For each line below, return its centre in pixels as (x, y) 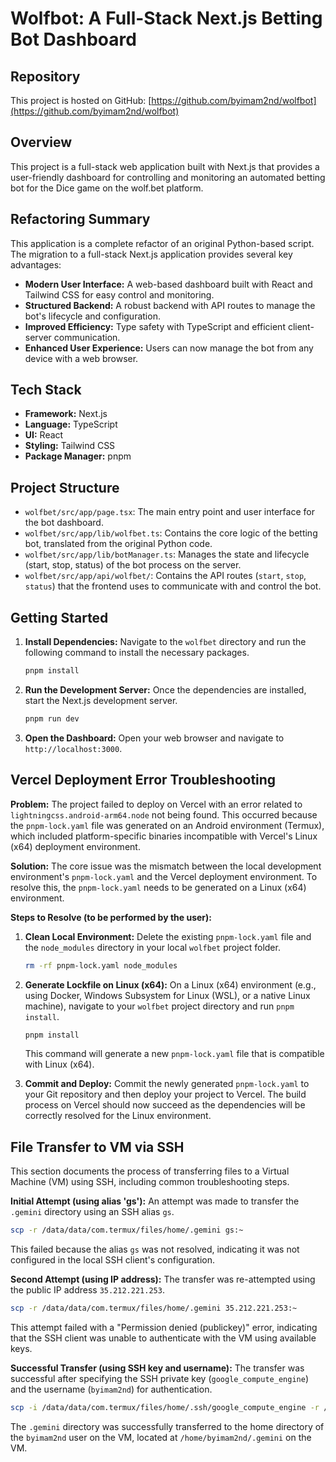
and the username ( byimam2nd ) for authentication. (111, 1389)
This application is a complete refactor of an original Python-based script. (162, 243)
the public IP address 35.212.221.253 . (87, 1290)
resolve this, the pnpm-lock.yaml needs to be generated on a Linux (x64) (158, 887)
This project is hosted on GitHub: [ (81, 100)
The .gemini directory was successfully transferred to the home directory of (167, 1426)
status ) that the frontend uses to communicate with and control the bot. (173, 586)
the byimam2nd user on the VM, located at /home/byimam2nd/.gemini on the (161, 1437)
